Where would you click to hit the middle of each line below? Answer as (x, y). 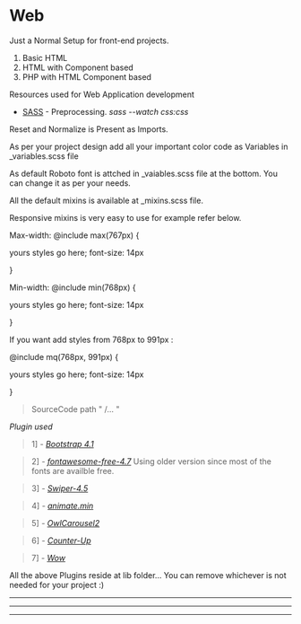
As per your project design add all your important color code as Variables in (149, 146)
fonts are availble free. (73, 470)
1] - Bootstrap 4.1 (62, 444)
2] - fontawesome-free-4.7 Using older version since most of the (151, 461)
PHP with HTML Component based (87, 76)
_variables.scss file (44, 156)
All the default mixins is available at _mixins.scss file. (107, 200)
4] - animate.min (62, 505)
